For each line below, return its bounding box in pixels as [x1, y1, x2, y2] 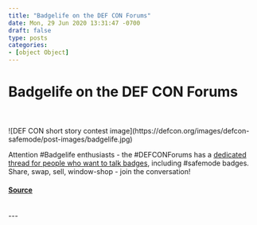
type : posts [8, 33, 48, 42]
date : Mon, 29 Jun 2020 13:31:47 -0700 [8, 19, 141, 27]
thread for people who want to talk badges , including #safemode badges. [8, 158, 249, 168]
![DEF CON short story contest [8, 126, 109, 135]
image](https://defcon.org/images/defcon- [110, 126, 250, 135]
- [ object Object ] [8, 48, 69, 56]
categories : [8, 41, 48, 49]
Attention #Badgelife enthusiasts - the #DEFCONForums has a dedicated [8, 149, 247, 159]
